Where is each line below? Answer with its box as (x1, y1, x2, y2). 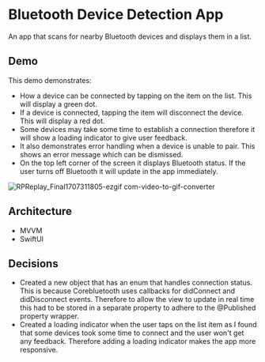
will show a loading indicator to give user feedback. (19, 133, 188, 142)
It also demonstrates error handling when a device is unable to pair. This (19, 141, 256, 151)
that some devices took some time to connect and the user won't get (19, 328, 244, 337)
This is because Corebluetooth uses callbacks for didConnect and (19, 286, 236, 296)
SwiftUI (19, 234, 44, 243)
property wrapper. (19, 311, 80, 321)
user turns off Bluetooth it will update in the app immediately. (19, 166, 219, 175)
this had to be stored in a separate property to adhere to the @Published (19, 303, 256, 313)
